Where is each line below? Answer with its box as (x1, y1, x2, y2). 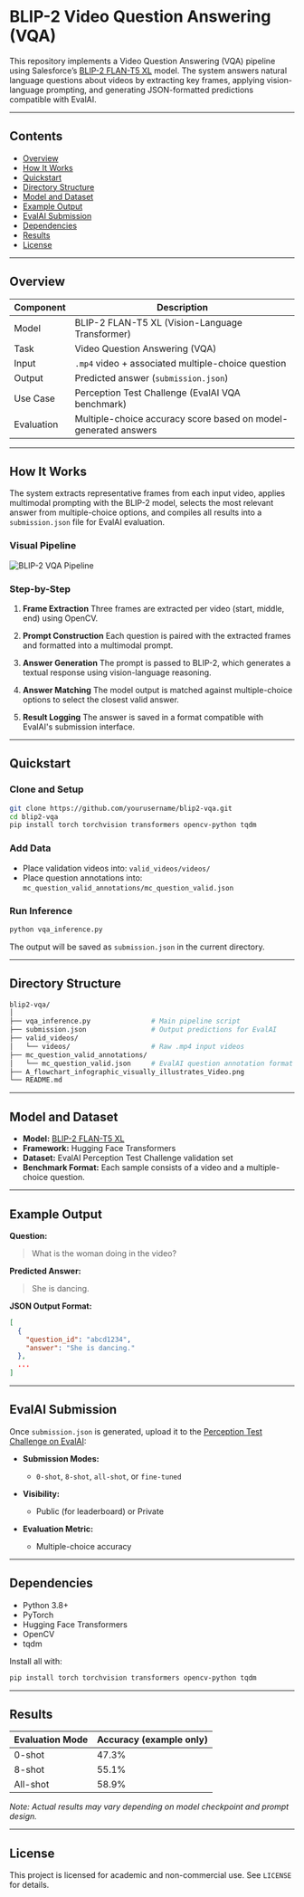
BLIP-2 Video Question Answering (9, 6, 271, 27)
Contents (9, 129, 63, 144)
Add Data (9, 842, 52, 854)
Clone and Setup (9, 783, 84, 796)
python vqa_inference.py (9, 925, 103, 934)
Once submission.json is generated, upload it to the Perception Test (9, 1425, 262, 1436)
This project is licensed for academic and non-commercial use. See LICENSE (9, 1870, 292, 1881)
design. (9, 1811, 38, 1822)
